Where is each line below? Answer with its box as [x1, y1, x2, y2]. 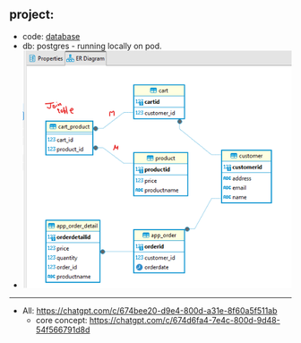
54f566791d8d [35, 324, 90, 335]
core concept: [35, 314, 88, 325]
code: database [21, 30, 81, 41]
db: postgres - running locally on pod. [21, 40, 163, 51]
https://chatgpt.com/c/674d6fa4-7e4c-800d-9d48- [89, 314, 280, 325]
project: [9, 7, 55, 22]
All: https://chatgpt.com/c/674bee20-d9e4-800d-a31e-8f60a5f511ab [21, 304, 278, 316]
